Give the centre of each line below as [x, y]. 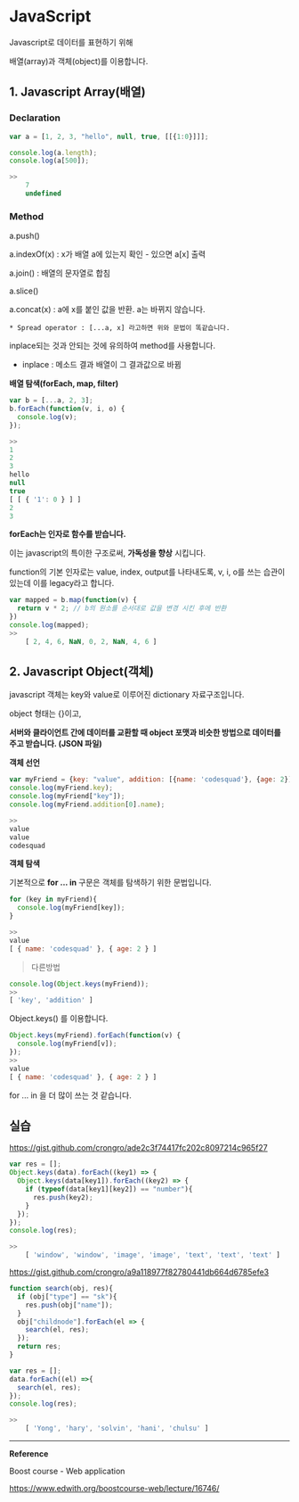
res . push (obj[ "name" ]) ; [69, 1305]
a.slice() [24, 291]
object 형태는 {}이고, [45, 714]
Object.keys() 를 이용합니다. [59, 1019]
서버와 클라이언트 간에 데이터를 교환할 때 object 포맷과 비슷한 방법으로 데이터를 [145, 732]
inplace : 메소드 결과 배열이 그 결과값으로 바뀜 [102, 365]
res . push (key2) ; [63, 1197]
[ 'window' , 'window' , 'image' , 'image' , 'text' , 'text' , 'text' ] [153, 1255]
